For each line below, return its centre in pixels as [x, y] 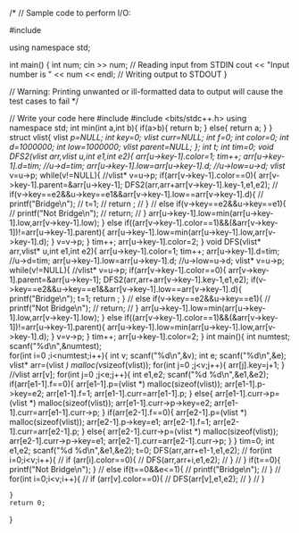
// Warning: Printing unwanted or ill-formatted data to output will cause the [146, 92]
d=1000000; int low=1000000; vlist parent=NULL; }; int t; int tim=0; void [141, 147]
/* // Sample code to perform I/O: [70, 13]
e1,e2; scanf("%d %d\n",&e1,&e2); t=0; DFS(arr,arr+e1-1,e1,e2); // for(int [141, 450]
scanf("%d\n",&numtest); [56, 346]
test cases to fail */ [44, 101]
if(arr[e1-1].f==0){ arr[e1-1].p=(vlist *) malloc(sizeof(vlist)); [116, 384]
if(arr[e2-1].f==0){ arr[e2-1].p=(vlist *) [177, 412]
